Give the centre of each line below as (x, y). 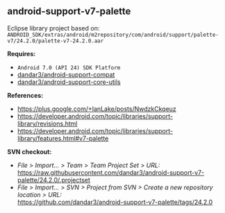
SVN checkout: (30, 151)
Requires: (22, 53)
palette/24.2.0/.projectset (53, 180)
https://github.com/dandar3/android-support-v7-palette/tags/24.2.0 (115, 202)
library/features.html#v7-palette (63, 138)
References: (25, 95)
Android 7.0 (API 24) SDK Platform (69, 68)
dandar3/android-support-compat (66, 74)
